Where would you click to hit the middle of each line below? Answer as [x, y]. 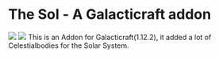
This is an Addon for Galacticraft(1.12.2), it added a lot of [119, 37]
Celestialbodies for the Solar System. [69, 45]
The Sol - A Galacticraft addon [110, 14]
